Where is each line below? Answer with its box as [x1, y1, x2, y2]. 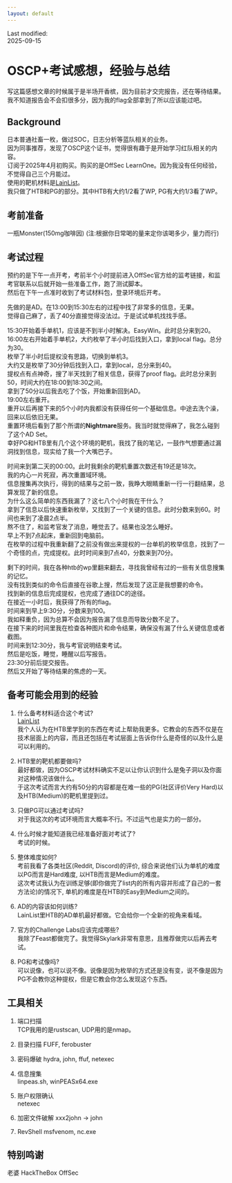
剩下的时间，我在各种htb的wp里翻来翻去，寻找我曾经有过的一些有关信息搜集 [7, 563, 225, 571]
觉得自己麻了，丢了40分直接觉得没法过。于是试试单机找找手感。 [7, 312, 191, 320]
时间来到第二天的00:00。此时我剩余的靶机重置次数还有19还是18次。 [7, 462, 200, 470]
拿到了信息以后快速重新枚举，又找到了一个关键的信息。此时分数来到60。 [7, 506, 215, 513]
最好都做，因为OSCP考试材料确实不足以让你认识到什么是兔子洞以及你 [17, 765, 216, 773]
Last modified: [7, 29, 48, 37]
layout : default [7, 10, 54, 17]
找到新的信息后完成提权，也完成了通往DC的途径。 [7, 589, 150, 597]
